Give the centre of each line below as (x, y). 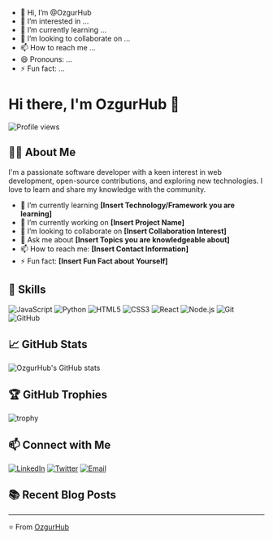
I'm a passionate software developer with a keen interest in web (115, 172)
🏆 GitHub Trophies (58, 394)
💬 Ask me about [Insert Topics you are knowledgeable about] (125, 239)
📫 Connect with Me (60, 444)
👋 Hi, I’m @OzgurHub (56, 13)
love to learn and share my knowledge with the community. (107, 189)
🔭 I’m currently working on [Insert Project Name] (102, 222)
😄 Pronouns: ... (46, 59)
